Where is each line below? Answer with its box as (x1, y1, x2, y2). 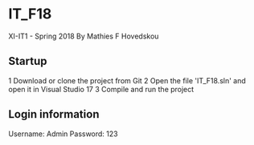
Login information (8, 107, 100, 121)
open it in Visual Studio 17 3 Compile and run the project (8, 84, 195, 94)
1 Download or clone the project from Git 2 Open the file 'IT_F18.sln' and (8, 75, 247, 85)
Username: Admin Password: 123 (8, 129, 118, 139)
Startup (8, 54, 47, 68)
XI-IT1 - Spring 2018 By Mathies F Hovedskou (8, 31, 159, 41)
